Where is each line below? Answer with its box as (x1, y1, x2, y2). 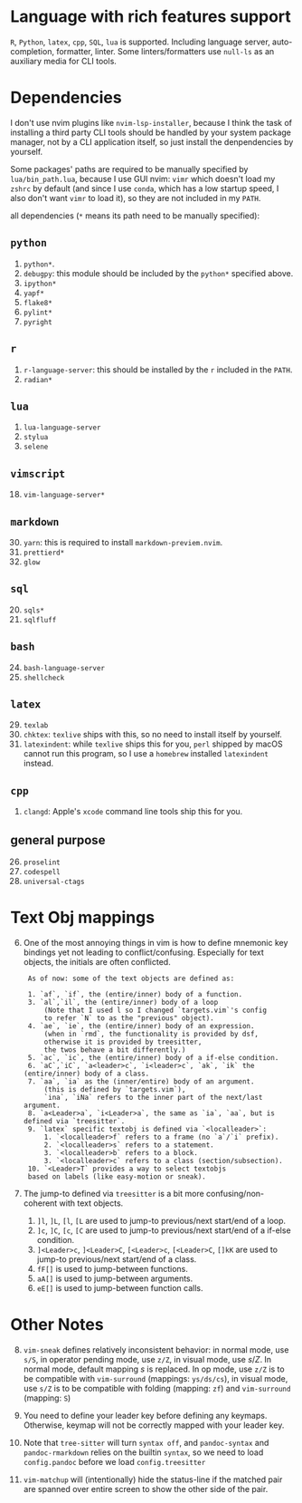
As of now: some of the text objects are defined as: (27, 974, 235, 983)
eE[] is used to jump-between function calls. (36, 1282, 203, 1293)
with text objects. (59, 1198, 124, 1209)
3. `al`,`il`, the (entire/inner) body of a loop (27, 997, 219, 1007)
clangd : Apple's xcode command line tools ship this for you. (23, 806, 243, 817)
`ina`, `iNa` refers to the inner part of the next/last (43, 1093, 263, 1102)
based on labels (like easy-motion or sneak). (27, 1171, 206, 1181)
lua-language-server (23, 423, 101, 432)
